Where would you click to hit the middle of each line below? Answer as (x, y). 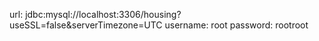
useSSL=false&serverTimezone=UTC (86, 25)
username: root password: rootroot (236, 25)
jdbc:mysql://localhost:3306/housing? (103, 14)
